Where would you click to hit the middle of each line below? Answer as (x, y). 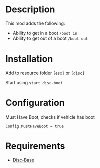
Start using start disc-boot (34, 82)
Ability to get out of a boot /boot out (50, 38)
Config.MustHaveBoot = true (35, 126)
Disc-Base (23, 160)
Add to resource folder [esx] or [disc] (45, 73)
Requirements (35, 146)
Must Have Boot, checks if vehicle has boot (50, 117)
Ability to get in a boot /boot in (45, 33)
